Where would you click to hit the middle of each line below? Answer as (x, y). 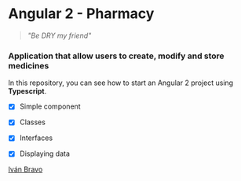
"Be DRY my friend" (59, 35)
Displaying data (45, 153)
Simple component (50, 106)
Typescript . (27, 91)
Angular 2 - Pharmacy (81, 14)
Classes (32, 122)
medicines (29, 65)
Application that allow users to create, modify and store (117, 56)
